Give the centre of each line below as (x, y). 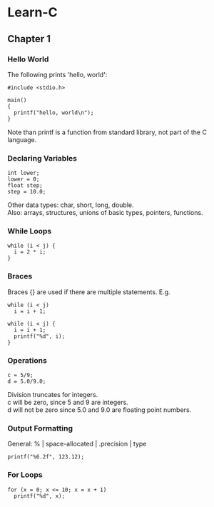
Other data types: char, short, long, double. (71, 205)
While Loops (30, 231)
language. (22, 139)
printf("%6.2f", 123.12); (46, 457)
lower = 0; (24, 179)
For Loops (25, 475)
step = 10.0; (27, 192)
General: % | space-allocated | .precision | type (77, 444)
